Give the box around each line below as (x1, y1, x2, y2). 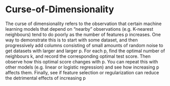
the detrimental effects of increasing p (5, 75, 86, 81)
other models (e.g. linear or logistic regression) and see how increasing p (5, 64, 159, 70)
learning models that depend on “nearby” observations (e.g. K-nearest (5, 26, 154, 32)
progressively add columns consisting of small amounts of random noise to (5, 42, 163, 48)
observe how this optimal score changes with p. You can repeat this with (5, 58, 158, 64)
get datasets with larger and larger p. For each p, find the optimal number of (5, 48, 165, 54)
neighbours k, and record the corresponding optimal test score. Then (5, 53, 151, 59)
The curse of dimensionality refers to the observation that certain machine (5, 20, 162, 27)
